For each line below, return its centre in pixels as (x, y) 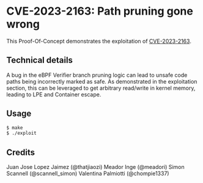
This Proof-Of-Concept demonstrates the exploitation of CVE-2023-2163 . (99, 41)
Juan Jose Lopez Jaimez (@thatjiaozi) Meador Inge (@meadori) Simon (95, 167)
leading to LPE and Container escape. (54, 94)
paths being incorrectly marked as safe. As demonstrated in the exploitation (102, 81)
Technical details (40, 60)
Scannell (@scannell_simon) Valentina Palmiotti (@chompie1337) (88, 174)
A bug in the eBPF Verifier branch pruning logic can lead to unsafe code (97, 75)
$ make (15, 127)
